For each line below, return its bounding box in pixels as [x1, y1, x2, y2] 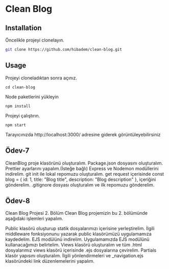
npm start [5, 122, 27, 128]
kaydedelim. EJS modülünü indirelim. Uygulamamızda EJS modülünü [5, 236, 150, 242]
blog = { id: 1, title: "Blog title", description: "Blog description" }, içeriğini [5, 176, 156, 182]
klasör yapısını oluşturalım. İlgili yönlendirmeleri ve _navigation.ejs [5, 253, 144, 259]
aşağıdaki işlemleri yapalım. [5, 216, 63, 222]
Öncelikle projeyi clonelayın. [5, 37, 65, 43]
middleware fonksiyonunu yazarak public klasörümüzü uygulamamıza [5, 231, 152, 237]
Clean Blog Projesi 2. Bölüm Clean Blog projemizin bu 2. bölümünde [5, 210, 148, 216]
